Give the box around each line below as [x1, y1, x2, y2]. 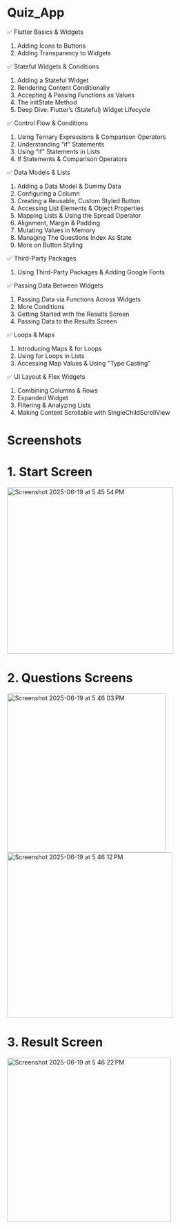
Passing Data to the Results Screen [17, 317, 117, 326]
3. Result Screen [7, 1035, 103, 1050]
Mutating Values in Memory [17, 226, 96, 234]
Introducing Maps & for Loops [17, 344, 102, 353]
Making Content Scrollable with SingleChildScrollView [17, 408, 170, 416]
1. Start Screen [7, 465, 93, 480]
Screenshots [7, 433, 82, 449]
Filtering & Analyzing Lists [17, 401, 91, 409]
